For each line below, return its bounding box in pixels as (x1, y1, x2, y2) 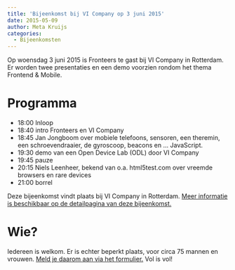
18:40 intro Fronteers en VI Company (17, 126, 124, 134)
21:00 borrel (17, 179, 53, 187)
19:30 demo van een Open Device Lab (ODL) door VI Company (17, 148, 199, 157)
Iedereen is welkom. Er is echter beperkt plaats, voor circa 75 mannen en (7, 247, 219, 255)
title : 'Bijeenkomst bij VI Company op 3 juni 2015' (7, 10, 165, 18)
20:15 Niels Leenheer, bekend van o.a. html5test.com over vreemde (17, 163, 213, 172)
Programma (7, 96, 77, 111)
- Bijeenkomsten (13, 37, 61, 44)
